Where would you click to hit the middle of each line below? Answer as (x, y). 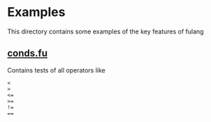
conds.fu (27, 53)
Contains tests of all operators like (57, 70)
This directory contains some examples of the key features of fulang (105, 31)
